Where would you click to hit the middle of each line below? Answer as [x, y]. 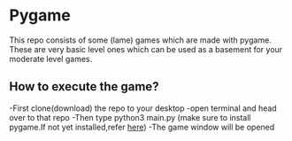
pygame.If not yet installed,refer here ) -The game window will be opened [142, 127]
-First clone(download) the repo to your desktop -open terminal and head [143, 108]
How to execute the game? [84, 86]
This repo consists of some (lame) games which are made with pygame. [140, 40]
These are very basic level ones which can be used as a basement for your [146, 49]
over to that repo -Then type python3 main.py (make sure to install [130, 117]
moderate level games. [51, 59]
